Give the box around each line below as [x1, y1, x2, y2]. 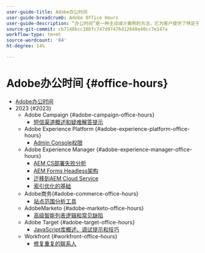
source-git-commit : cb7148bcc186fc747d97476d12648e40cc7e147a [6, 26, 168, 32]
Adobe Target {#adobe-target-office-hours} [24, 218, 135, 226]
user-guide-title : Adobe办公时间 [6, 9, 88, 15]
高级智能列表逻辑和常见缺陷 [33, 212, 104, 219]
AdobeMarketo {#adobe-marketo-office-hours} [24, 204, 145, 212]
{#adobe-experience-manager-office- [96, 146, 192, 153]
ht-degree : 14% [6, 43, 45, 49]
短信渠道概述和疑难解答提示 [33, 118, 104, 126]
